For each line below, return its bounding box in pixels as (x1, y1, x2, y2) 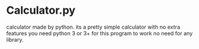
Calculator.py (6, 4, 76, 17)
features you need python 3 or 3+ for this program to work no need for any (6, 29, 193, 36)
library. (6, 36, 24, 43)
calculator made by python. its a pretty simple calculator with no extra (6, 23, 180, 30)
